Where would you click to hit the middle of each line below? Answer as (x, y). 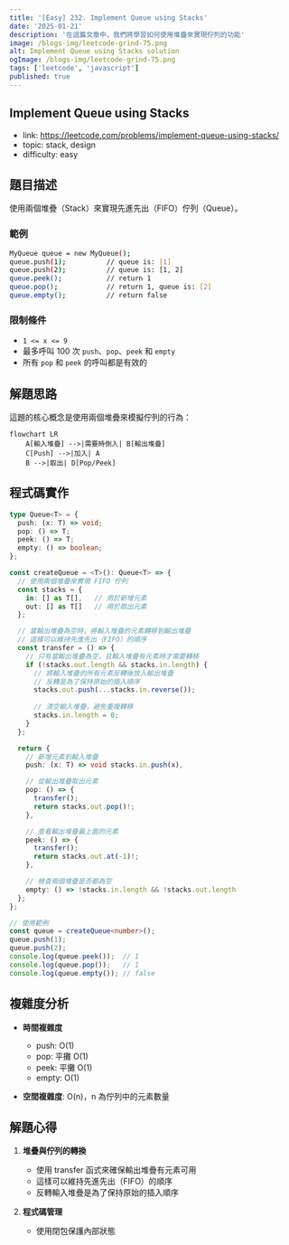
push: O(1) (55, 1045)
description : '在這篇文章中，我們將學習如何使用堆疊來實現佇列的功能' (127, 34)
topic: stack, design (59, 145)
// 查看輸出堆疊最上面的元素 (72, 831)
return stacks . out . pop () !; (84, 806)
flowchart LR (34, 435)
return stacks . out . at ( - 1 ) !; (86, 857)
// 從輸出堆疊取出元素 (62, 782)
